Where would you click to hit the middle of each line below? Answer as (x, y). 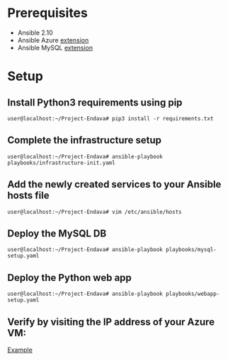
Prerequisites (48, 13)
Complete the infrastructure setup (84, 141)
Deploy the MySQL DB (57, 233)
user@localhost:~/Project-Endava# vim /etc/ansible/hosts (95, 212)
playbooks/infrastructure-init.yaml (61, 163)
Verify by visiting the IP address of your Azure (111, 322)
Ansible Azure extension (53, 40)
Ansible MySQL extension (55, 47)
